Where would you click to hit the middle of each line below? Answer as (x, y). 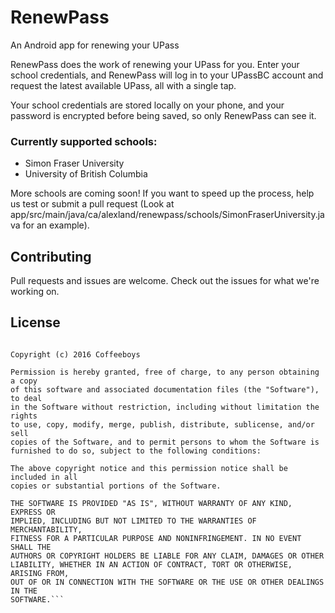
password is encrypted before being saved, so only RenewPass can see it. (163, 115)
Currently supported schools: (84, 141)
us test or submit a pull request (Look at (92, 204)
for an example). (56, 225)
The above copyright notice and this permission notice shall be (149, 468)
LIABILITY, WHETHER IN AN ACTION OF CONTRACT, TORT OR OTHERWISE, (151, 564)
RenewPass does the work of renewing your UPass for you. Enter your (155, 64)
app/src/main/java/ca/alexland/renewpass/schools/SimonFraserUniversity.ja (167, 215)
